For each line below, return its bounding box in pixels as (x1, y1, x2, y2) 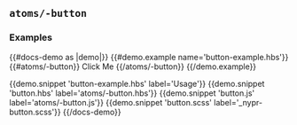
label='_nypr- (214, 97, 263, 107)
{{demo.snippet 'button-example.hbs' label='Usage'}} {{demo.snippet (9, 78, 265, 89)
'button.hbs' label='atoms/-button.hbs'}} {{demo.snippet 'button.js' (9, 88, 255, 98)
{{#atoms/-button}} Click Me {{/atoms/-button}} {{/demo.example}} (9, 61, 257, 72)
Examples (9, 31, 53, 43)
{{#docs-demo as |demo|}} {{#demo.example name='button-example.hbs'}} (9, 51, 289, 62)
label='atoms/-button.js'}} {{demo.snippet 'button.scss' (9, 97, 213, 107)
